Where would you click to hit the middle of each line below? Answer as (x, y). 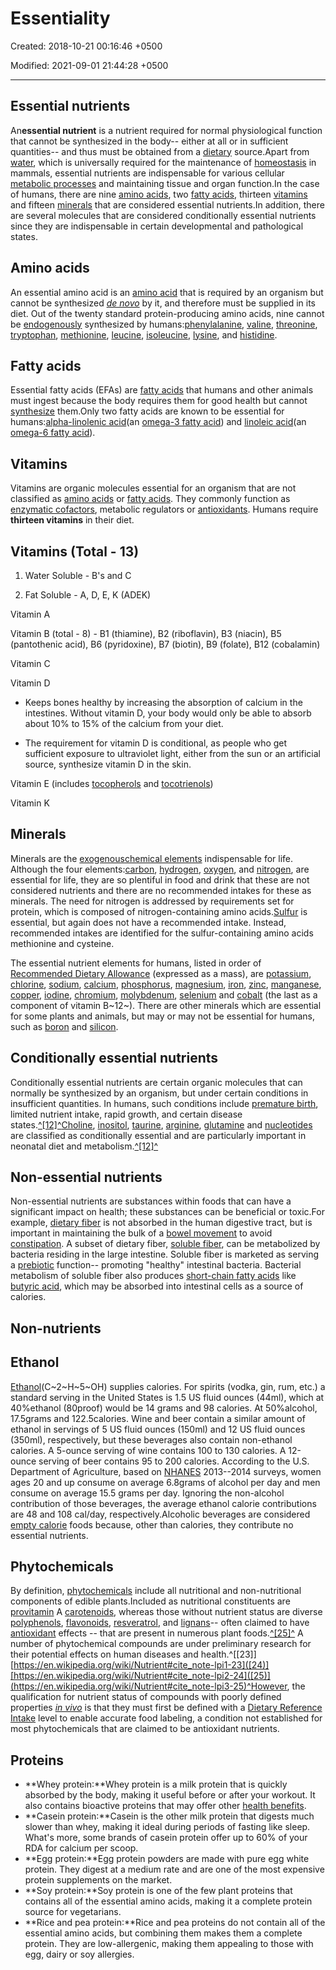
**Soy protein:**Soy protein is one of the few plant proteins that (158, 1891)
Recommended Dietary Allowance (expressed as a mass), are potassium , (161, 973)
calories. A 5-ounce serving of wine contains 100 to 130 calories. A (148, 1450)
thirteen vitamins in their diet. (72, 520)
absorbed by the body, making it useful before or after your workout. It (170, 1795)
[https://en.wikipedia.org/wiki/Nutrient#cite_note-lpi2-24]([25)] (140, 1676)
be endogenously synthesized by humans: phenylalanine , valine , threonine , (164, 324)
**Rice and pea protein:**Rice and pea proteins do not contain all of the (175, 1923)
